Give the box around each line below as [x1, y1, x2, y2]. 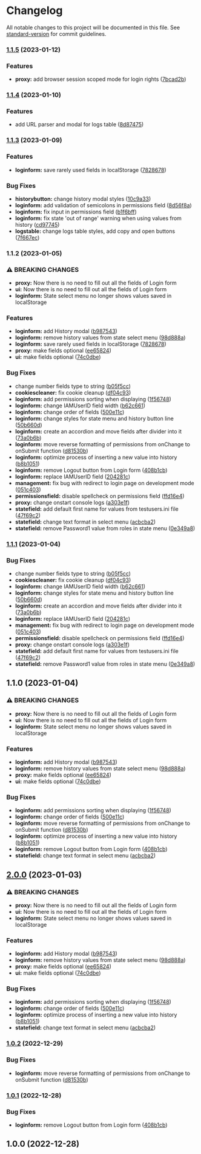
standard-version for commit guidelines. [6, 30, 107, 37]
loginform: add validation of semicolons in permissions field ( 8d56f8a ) [15, 201, 192, 209]
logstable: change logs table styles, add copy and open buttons [15, 227, 176, 235]
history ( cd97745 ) [15, 221, 60, 228]
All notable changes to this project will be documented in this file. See [6, 24, 180, 31]
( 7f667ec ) [15, 233, 40, 241]
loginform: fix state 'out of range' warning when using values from [15, 214, 182, 222]
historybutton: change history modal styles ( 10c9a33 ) [15, 195, 151, 202]
